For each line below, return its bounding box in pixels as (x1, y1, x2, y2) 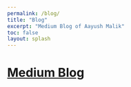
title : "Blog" (7, 16, 48, 23)
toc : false (7, 29, 39, 36)
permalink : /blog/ (7, 10, 60, 17)
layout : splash (7, 36, 51, 42)
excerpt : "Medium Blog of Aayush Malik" (7, 23, 125, 29)
